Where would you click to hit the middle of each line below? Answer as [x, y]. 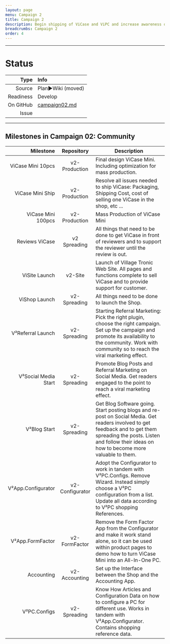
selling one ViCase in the [125, 199]
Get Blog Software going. [125, 403]
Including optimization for [126, 166]
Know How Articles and [123, 589]
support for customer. [121, 288]
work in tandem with [120, 469]
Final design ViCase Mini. [125, 159]
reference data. [114, 634]
